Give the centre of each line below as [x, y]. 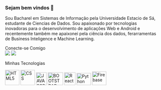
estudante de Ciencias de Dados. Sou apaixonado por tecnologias [71, 23]
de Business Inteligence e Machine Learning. [50, 39]
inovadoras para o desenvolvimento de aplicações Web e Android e [72, 29]
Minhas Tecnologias [25, 63]
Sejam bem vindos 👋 [30, 8]
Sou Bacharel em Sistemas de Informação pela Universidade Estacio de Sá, [80, 18]
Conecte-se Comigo [25, 48]
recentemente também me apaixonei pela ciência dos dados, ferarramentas [81, 34]
